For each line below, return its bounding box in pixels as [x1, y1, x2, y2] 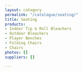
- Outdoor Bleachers [5, 31, 49, 36]
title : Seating [5, 17, 37, 22]
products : [5, 21, 26, 27]
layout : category [5, 7, 42, 13]
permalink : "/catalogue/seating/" [5, 12, 79, 17]
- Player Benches [5, 36, 42, 41]
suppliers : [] [5, 54, 35, 60]
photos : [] [5, 50, 28, 55]
